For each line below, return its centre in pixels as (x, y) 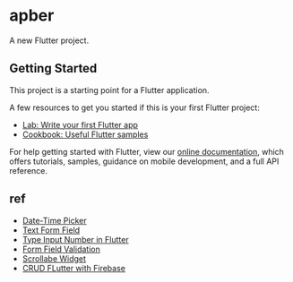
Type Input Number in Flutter (75, 239)
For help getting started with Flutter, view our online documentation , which (147, 151)
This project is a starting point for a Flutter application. (109, 90)
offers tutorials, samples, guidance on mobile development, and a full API (144, 161)
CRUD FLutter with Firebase (73, 268)
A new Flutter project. (49, 40)
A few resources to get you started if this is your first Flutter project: (134, 107)
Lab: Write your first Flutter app (80, 124)
